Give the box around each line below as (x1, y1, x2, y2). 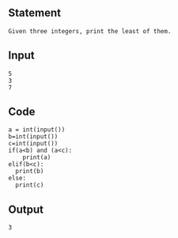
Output (8, 202, 44, 216)
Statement (8, 6, 62, 20)
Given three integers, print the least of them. (8, 27, 172, 35)
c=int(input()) (8, 140, 59, 148)
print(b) (15, 168, 44, 176)
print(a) (22, 153, 51, 161)
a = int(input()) (8, 126, 66, 134)
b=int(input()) (8, 133, 59, 141)
